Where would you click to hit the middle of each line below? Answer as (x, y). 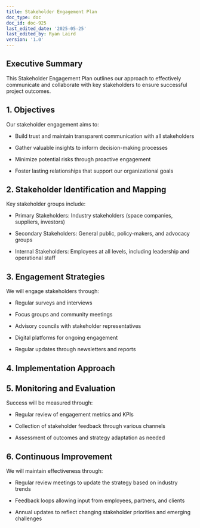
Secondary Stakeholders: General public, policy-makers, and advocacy (102, 234)
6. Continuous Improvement (59, 456)
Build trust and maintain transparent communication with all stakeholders (104, 136)
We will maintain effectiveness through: (55, 471)
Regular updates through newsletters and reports (75, 349)
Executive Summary (44, 64)
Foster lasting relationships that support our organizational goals (94, 171)
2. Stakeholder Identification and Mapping (86, 190)
